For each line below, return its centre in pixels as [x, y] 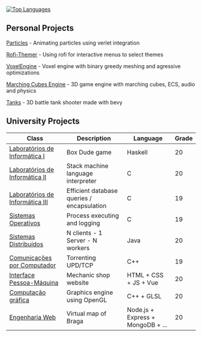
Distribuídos [26, 244]
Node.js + [141, 309]
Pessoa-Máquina [34, 282]
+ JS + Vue [143, 282]
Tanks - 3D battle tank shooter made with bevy [64, 102]
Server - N [82, 240]
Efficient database [92, 191]
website [78, 282]
